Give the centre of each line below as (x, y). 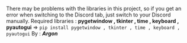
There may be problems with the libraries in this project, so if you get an (94, 9)
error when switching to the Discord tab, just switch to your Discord (88, 15)
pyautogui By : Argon (32, 34)
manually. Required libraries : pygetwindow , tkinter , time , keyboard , (93, 21)
